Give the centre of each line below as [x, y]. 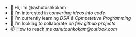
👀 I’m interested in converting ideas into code [57, 13]
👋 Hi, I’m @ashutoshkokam [38, 8]
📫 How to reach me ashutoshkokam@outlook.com [63, 29]
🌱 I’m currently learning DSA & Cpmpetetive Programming [71, 18]
